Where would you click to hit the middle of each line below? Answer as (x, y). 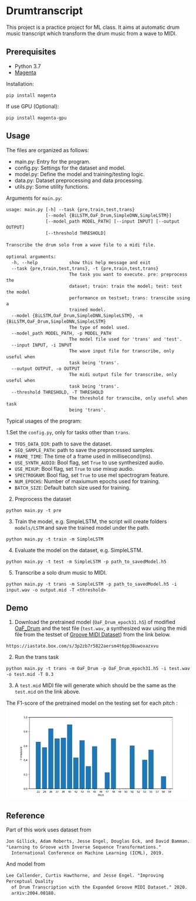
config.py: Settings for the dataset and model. (70, 168)
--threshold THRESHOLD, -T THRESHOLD (58, 392)
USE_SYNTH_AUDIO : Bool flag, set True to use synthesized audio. (89, 462)
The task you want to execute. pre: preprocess (128, 274)
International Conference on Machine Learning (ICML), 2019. (88, 853)
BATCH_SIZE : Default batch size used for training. (72, 487)
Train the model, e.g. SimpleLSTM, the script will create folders (91, 521)
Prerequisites (31, 52)
